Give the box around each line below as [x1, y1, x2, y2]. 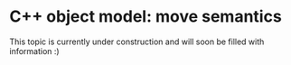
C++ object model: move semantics [9, 6, 282, 27]
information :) [9, 45, 61, 56]
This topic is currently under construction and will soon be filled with [9, 36, 265, 47]
